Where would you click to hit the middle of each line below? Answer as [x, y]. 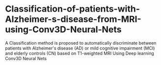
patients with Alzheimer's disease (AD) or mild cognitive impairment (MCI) [80, 48]
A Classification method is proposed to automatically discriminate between [81, 43]
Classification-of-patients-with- [73, 9]
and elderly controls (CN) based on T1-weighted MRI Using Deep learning [80, 53]
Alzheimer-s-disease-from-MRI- [73, 19]
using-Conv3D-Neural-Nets [63, 30]
